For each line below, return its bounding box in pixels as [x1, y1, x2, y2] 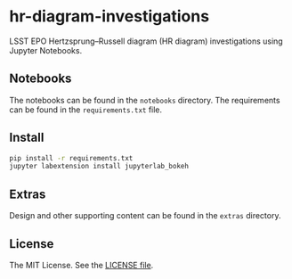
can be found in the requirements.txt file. [9, 104, 163, 115]
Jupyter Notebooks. [9, 45, 83, 55]
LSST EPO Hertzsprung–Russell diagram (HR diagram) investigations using [9, 36, 283, 46]
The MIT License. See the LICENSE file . [9, 259, 154, 270]
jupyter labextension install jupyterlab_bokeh [9, 162, 190, 171]
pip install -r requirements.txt [9, 153, 134, 162]
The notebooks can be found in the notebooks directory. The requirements [9, 94, 280, 105]
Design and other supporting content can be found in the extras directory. [9, 210, 281, 221]
